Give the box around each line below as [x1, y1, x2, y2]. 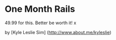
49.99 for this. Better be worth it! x [5, 20, 77, 26]
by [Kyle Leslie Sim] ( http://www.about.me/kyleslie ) [5, 29, 111, 35]
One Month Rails [5, 3, 75, 15]
